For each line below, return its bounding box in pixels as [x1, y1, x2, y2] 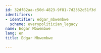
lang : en [5, 31, 24, 36]
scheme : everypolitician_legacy [10, 21, 78, 27]
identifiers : [5, 12, 33, 17]
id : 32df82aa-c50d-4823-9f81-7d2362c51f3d [5, 7, 96, 13]
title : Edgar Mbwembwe [5, 36, 53, 41]
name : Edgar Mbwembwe [5, 26, 51, 31]
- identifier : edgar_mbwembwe [5, 17, 69, 22]
